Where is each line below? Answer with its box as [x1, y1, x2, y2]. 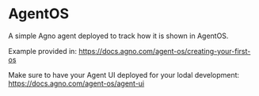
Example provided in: [8, 46, 78, 56]
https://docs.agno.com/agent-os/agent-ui [8, 79, 145, 88]
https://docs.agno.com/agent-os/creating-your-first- [78, 46, 251, 56]
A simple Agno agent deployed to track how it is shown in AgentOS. [8, 31, 229, 40]
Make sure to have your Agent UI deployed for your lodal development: [8, 70, 240, 79]
